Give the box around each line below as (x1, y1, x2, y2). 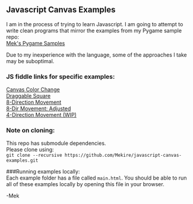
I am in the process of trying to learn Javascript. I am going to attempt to (6, 20, 183, 27)
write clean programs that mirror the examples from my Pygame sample (6, 27, 182, 34)
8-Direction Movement (6, 98, 62, 106)
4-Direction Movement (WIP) (6, 112, 77, 119)
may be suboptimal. (6, 57, 55, 64)
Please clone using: (6, 146, 55, 153)
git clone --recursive (6, 152, 62, 159)
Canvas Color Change (6, 86, 61, 93)
